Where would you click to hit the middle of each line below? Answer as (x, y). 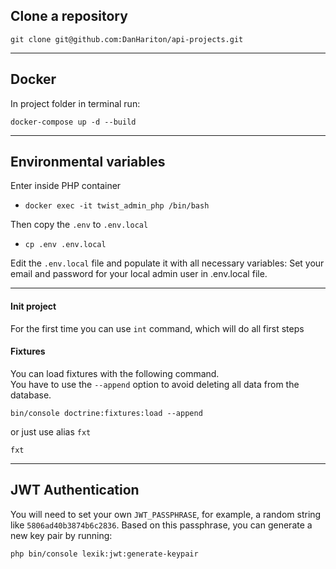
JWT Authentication (75, 490)
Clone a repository (69, 16)
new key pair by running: (61, 535)
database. (31, 395)
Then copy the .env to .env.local (79, 225)
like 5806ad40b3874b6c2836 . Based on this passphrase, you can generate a (161, 525)
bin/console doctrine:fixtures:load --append (106, 413)
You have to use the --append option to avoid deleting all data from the (155, 384)
